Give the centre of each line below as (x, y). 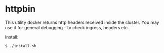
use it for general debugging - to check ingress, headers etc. (67, 27)
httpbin (20, 9)
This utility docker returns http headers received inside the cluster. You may (82, 22)
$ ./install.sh (21, 46)
